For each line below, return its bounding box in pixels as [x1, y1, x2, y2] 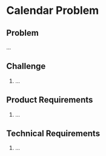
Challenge [6, 61, 46, 71]
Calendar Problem [6, 4, 99, 18]
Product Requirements [6, 95, 93, 105]
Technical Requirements [6, 128, 101, 139]
